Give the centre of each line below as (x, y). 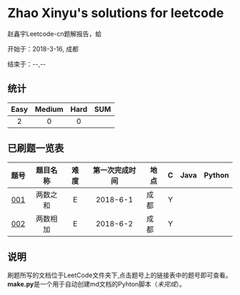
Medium (49, 109)
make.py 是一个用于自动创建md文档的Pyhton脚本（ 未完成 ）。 (96, 284)
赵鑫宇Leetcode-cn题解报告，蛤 (55, 33)
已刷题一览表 (36, 149)
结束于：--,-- (27, 64)
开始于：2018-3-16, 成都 (43, 48)
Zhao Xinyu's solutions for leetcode (116, 13)
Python (216, 175)
